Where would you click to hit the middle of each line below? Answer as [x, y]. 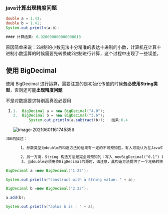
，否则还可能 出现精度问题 [36, 90]
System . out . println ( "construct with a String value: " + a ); [71, 179]
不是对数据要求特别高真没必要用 [38, 100]
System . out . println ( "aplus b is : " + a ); [50, 207]
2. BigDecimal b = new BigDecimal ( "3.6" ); [59, 115]
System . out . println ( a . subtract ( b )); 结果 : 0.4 [78, 120]
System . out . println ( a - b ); [32, 28]
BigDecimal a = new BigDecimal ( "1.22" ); [47, 170]
